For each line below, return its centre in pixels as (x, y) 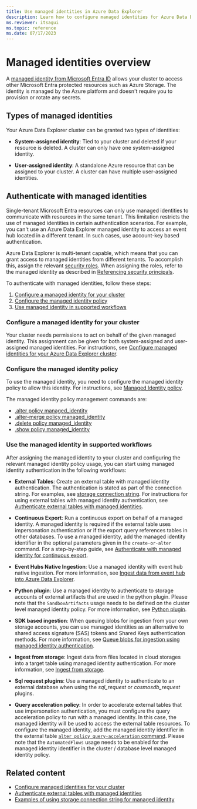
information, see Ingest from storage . (60, 669)
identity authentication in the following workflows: (66, 470)
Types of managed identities (60, 116)
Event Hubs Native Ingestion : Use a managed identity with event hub (98, 566)
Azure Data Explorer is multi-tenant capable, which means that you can (92, 253)
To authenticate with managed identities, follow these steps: (79, 283)
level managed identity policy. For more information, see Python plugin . (101, 609)
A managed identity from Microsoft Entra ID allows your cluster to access (94, 79)
